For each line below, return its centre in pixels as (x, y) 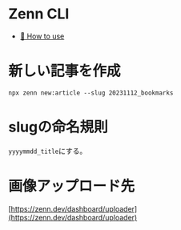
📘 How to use (42, 36)
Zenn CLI (39, 14)
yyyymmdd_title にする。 (48, 151)
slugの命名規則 (58, 127)
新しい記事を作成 (65, 71)
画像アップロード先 (72, 186)
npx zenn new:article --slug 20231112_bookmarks (91, 93)
